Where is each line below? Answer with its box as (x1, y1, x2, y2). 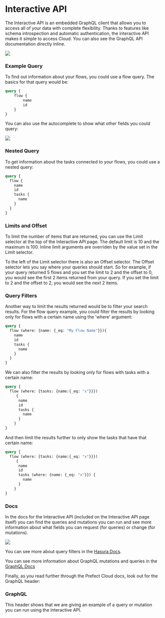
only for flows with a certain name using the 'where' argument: (5, 314, 132, 320)
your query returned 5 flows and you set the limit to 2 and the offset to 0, (5, 269, 153, 275)
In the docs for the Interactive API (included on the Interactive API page (5, 514, 150, 519)
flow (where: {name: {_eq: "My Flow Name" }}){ (9, 328, 107, 333)
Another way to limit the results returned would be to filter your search (5, 304, 148, 309)
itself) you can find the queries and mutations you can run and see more (5, 519, 152, 525)
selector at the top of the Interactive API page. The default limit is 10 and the (5, 239, 160, 245)
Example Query (5, 62, 43, 69)
